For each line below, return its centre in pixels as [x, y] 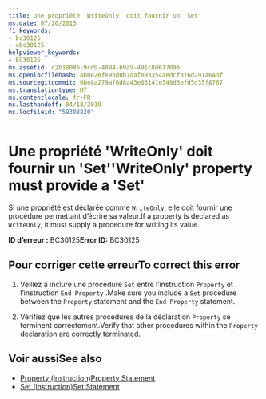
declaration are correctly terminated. [80, 334]
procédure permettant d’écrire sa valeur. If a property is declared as [119, 215]
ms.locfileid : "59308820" [51, 113]
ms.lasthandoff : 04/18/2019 [55, 105]
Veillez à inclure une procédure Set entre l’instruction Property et [127, 284]
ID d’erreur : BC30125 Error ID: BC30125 [74, 239]
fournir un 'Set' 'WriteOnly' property [131, 169]
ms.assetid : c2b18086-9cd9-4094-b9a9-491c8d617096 [94, 68]
